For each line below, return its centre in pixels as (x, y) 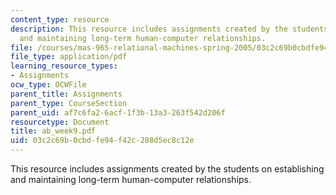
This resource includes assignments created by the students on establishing (167, 169)
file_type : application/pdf (69, 57)
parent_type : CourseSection (69, 103)
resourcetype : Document (60, 122)
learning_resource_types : (64, 66)
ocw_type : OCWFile (48, 85)
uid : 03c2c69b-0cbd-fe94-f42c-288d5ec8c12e (102, 141)
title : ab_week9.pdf (53, 131)
